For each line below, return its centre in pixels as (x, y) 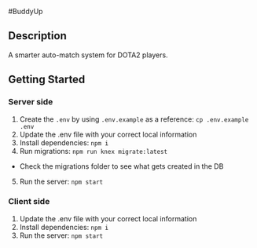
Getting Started (47, 80)
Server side (31, 102)
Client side (29, 202)
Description (37, 36)
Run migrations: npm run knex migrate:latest (93, 151)
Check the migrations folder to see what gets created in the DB (121, 166)
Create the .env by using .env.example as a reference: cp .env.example (134, 119)
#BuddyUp (26, 11)
